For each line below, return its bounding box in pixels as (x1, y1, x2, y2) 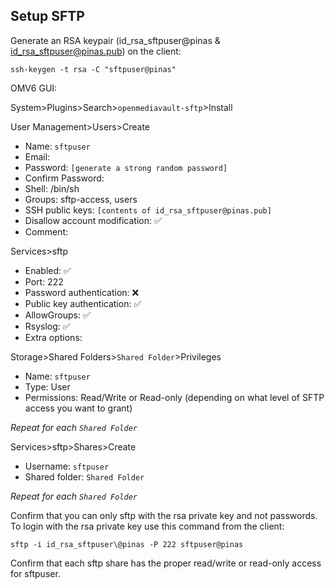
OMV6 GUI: (10, 82, 58, 94)
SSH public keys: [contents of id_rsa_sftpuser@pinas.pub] (24, 204, 272, 216)
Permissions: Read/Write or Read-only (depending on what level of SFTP (24, 391, 325, 403)
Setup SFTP (10, 8, 85, 25)
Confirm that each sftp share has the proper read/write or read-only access (10, 557, 322, 569)
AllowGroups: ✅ (24, 309, 91, 321)
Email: (24, 150, 51, 163)
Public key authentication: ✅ (24, 297, 142, 309)
